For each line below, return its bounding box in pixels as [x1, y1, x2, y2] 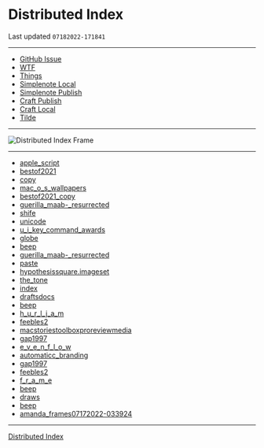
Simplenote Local [19, 79, 76, 88]
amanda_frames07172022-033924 [19, 409, 133, 418]
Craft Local [19, 104, 57, 113]
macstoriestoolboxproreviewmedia [19, 325, 132, 335]
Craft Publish [19, 96, 62, 106]
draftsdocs [19, 291, 55, 301]
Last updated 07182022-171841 [8, 31, 106, 41]
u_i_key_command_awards [19, 224, 106, 234]
